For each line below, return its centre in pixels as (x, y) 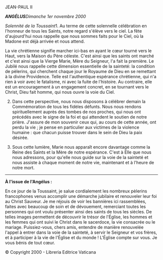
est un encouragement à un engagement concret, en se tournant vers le (77, 87)
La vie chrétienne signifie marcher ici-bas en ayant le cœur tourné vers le (78, 51)
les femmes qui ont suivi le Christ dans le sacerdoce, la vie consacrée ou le (80, 222)
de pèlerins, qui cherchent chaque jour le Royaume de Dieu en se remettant (81, 71)
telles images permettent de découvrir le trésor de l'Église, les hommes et (79, 217)
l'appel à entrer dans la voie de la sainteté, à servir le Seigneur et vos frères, (81, 232)
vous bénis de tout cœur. (30, 243)
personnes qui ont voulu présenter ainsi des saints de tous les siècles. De (78, 212)
